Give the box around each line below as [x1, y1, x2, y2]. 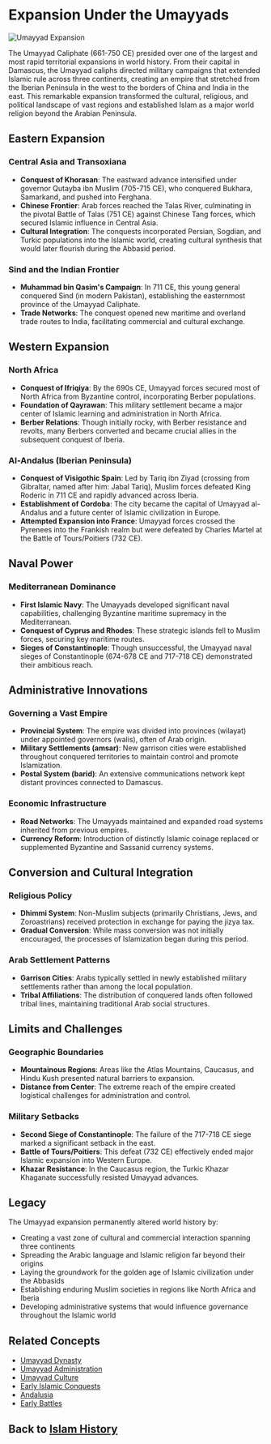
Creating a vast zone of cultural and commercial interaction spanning [19, 1233, 251, 1243]
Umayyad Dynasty [19, 1356, 83, 1365]
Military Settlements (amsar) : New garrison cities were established [19, 743, 247, 753]
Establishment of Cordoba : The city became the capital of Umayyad [19, 498, 250, 508]
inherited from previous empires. [19, 825, 129, 835]
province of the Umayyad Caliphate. [19, 299, 141, 309]
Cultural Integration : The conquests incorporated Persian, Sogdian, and [19, 226, 261, 236]
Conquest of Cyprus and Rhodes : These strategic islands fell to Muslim [19, 626, 260, 635]
